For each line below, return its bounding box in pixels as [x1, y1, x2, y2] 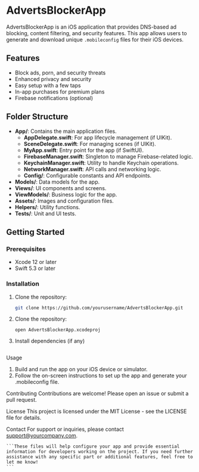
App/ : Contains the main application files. [14, 128, 117, 135]
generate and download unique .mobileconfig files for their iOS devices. [6, 36, 184, 43]
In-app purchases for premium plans [14, 88, 105, 95]
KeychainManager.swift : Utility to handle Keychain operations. [23, 159, 179, 166]
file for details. [6, 414, 42, 421]
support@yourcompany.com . [6, 432, 78, 439]
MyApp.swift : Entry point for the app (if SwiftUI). [23, 147, 144, 154]
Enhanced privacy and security [14, 75, 92, 82]
